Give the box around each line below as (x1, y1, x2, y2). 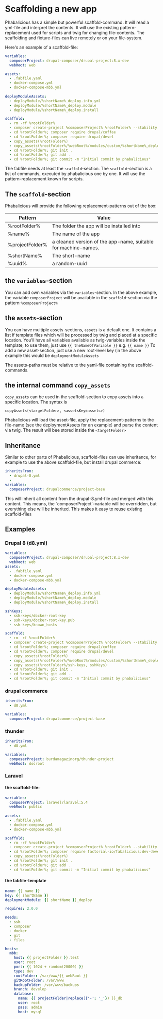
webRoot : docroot (9, 761, 45, 766)
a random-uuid (52, 260, 87, 267)
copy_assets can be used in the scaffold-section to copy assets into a (5, 394, 144, 400)
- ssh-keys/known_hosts (9, 622, 57, 627)
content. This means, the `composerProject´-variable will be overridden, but (5, 501, 157, 506)
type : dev (14, 969, 34, 973)
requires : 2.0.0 (5, 906, 38, 911)
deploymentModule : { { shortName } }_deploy (5, 897, 92, 903)
